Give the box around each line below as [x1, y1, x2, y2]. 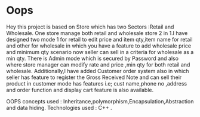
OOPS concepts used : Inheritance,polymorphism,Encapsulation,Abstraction [6, 97, 194, 105]
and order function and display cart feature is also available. [6, 86, 154, 93]
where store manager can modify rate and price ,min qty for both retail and [6, 61, 190, 68]
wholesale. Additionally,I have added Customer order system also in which [6, 67, 189, 74]
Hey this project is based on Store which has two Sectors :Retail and [6, 23, 174, 30]
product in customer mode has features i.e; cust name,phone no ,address [6, 80, 187, 87]
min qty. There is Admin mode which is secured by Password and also [6, 55, 179, 62]
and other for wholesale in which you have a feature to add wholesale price [6, 42, 192, 49]
